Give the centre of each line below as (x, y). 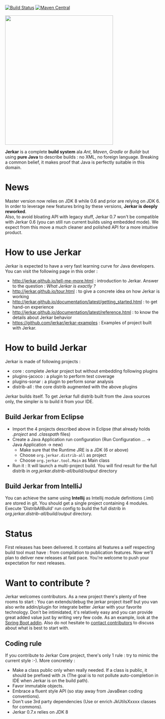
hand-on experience (33, 307)
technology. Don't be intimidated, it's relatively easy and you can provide (79, 612)
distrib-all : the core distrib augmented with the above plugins (75, 386)
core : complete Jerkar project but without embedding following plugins (85, 371)
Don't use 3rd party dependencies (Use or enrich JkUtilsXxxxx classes (84, 702)
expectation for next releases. (35, 563)
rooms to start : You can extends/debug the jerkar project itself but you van (82, 602)
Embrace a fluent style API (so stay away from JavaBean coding (77, 691)
